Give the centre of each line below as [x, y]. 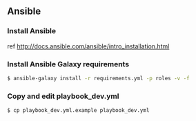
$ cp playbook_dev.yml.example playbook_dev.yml [78, 111]
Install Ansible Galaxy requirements [68, 64]
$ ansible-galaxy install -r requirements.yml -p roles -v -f [98, 78]
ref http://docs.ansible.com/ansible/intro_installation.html [88, 46]
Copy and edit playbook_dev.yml [63, 96]
